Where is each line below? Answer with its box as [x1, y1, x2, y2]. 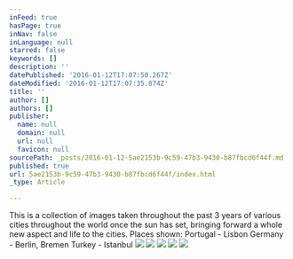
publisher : [9, 112, 50, 121]
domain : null [17, 129, 66, 137]
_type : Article [9, 178, 66, 187]
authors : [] [9, 104, 53, 113]
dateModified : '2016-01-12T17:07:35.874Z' [9, 79, 169, 88]
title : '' [9, 87, 46, 96]
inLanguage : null [9, 37, 74, 47]
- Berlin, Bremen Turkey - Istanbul [9, 239, 133, 250]
